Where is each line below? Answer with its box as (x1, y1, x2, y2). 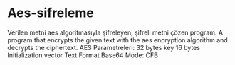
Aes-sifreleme (7, 5, 95, 21)
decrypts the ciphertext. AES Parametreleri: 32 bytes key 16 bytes (7, 43, 201, 52)
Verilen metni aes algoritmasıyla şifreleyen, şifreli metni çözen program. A (7, 28, 223, 37)
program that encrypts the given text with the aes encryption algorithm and (7, 35, 228, 44)
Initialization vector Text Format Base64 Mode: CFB (7, 51, 159, 59)
